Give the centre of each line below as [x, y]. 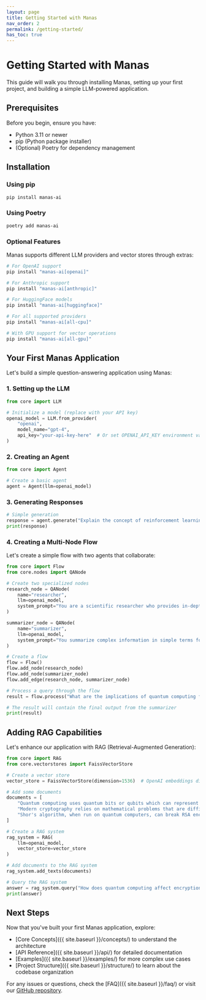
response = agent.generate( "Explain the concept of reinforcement [93, 520]
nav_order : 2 [23, 23]
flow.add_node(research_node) [45, 669]
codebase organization [44, 972]
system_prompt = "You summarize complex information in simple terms [105, 640]
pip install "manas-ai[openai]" [48, 272]
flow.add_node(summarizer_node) [48, 674]
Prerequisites [32, 108]
